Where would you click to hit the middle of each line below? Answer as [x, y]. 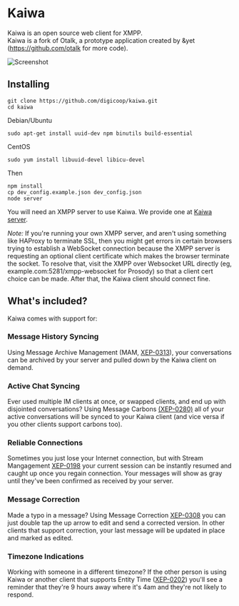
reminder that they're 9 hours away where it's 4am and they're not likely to [117, 587]
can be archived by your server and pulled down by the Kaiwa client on [112, 360]
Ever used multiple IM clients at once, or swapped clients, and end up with [117, 402]
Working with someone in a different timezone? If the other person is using [117, 572]
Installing [29, 85]
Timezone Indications [46, 556]
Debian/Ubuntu [30, 120]
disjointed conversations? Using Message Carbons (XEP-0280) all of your [116, 409]
